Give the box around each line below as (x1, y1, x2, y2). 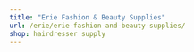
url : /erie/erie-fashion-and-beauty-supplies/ (9, 21, 186, 30)
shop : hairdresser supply (9, 29, 105, 38)
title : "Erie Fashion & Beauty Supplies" (9, 12, 166, 22)
